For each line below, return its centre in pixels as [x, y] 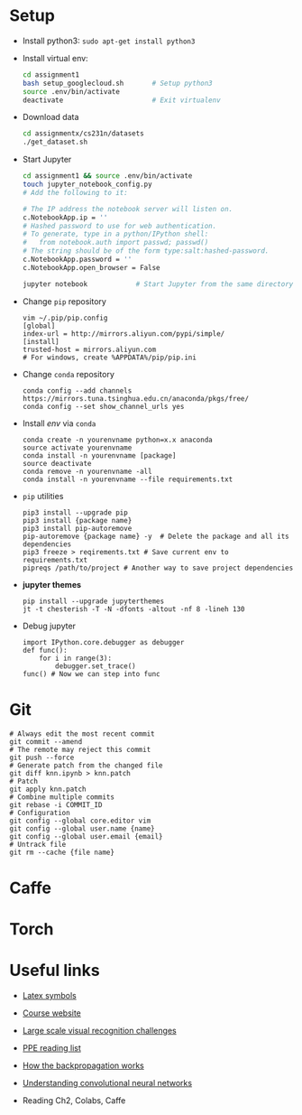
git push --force [42, 757]
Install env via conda [59, 423]
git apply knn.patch [48, 789]
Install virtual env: [55, 58]
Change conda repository [69, 374]
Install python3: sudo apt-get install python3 [109, 41]
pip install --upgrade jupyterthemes [93, 601]
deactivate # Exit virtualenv [121, 100]
